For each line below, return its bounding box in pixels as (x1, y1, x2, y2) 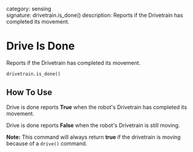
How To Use (6, 87, 53, 97)
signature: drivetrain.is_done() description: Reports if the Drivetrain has (6, 12, 183, 19)
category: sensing (6, 5, 51, 12)
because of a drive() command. (6, 139, 88, 147)
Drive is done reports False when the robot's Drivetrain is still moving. (6, 121, 180, 129)
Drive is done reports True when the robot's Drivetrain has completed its (6, 103, 188, 111)
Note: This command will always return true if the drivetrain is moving (6, 133, 181, 140)
